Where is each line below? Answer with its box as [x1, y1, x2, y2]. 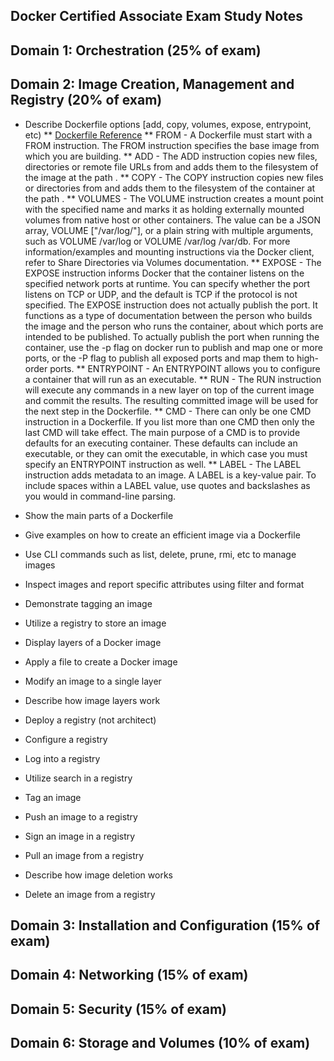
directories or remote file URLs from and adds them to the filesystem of [24, 160, 319, 173]
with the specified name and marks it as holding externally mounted [24, 203, 305, 215]
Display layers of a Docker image [24, 636, 162, 648]
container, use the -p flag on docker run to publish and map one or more [24, 341, 323, 353]
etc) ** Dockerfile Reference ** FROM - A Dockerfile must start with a [24, 129, 313, 141]
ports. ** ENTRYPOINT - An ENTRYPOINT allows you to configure [49, 362, 321, 374]
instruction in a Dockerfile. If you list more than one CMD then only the [24, 415, 315, 428]
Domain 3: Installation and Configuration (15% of [10, 917, 321, 934]
